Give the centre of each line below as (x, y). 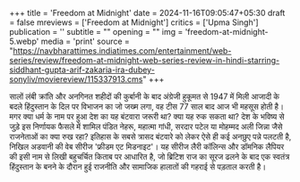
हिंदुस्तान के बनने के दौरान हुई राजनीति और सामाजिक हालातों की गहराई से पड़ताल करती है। (138, 167)
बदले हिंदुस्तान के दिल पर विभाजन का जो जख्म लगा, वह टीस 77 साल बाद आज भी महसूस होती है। (147, 107)
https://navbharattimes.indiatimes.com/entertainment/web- (122, 51)
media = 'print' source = (85, 41)
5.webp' (24, 41)
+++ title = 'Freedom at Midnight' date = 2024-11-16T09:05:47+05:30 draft (147, 13)
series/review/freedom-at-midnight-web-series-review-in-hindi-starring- (145, 60)
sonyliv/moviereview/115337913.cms (76, 79)
